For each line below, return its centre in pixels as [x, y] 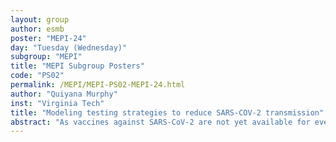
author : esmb [37, 29]
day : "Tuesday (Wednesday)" [69, 47]
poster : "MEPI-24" [48, 38]
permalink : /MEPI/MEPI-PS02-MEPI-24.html [98, 85]
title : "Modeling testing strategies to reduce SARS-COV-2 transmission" [167, 112]
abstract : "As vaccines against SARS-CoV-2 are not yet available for [160, 122]
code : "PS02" [37, 76]
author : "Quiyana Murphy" [64, 94]
